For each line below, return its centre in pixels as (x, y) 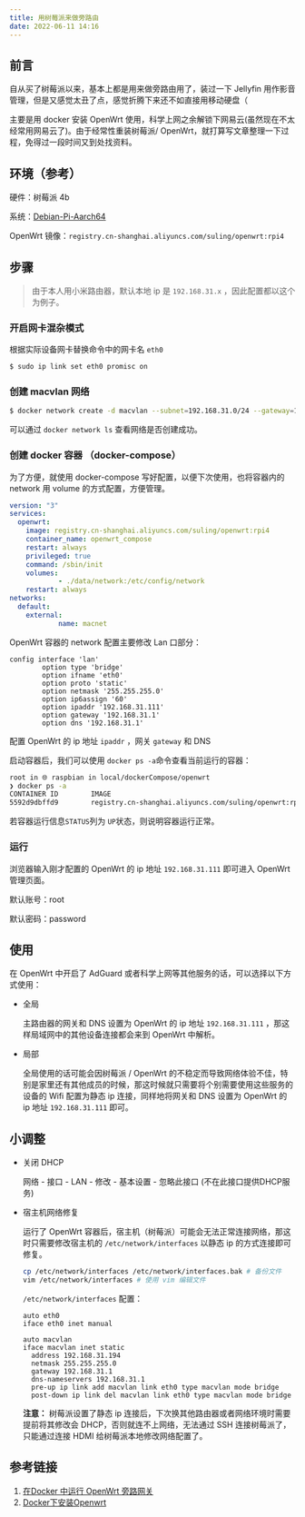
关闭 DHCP (43, 1163)
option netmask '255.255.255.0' (103, 691)
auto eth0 (41, 1315)
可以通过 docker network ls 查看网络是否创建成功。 (106, 430)
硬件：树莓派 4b (39, 197)
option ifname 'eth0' (83, 675)
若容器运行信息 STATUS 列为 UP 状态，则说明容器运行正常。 (114, 821)
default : (34, 607)
